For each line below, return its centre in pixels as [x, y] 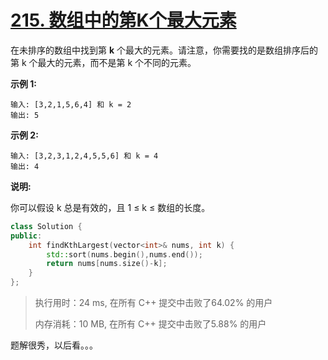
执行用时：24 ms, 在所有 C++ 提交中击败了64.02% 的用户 [153, 303]
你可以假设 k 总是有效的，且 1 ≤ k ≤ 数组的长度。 [110, 207]
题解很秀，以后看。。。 [54, 345]
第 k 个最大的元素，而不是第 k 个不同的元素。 [103, 62]
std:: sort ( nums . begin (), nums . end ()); [124, 254]
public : [26, 236]
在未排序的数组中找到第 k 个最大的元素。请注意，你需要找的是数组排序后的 [164, 50]
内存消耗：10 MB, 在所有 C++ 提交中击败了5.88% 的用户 [150, 324]
